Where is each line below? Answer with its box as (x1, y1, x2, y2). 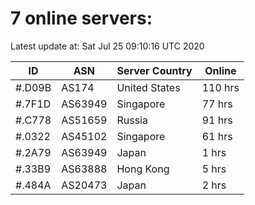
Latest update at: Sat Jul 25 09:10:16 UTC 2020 (10, 40, 205, 52)
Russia (116, 113, 148, 127)
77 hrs (201, 97, 233, 111)
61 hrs (201, 129, 233, 143)
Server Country (116, 63, 193, 77)
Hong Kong (116, 162, 170, 176)
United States (116, 80, 181, 94)
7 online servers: (10, 7, 153, 30)
